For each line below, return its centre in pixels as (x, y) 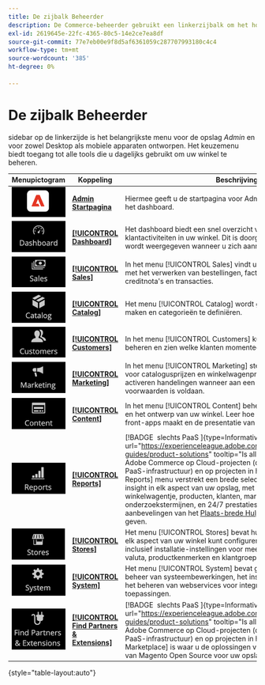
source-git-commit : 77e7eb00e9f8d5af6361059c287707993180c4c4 (112, 42)
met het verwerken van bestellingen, (184, 273)
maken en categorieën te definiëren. (184, 312)
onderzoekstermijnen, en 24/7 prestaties (191, 504)
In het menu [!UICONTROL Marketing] (187, 366)
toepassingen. (148, 594)
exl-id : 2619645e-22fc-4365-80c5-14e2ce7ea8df (86, 33)
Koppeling (95, 180)
